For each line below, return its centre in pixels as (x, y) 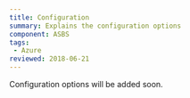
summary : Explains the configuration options (95, 26)
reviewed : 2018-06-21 (50, 59)
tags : (19, 42)
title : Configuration (50, 17)
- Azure (27, 51)
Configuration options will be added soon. (86, 84)
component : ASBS (39, 34)
